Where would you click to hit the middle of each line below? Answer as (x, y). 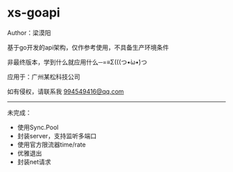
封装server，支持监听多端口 (57, 135)
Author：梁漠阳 (29, 32)
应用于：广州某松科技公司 (44, 77)
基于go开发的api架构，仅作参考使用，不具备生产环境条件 (88, 47)
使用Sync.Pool (38, 127)
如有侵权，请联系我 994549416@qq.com (66, 91)
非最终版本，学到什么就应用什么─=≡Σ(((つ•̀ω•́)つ (77, 62)
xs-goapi (34, 13)
